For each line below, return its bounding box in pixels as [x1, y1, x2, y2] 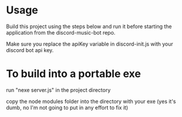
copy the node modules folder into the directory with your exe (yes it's [6, 98, 176, 105]
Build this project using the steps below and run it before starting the [6, 23, 172, 30]
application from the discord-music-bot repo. [6, 29, 116, 36]
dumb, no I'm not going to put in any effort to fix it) [6, 104, 129, 111]
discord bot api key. [6, 46, 54, 53]
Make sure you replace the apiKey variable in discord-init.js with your [6, 40, 173, 47]
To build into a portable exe [6, 67, 141, 81]
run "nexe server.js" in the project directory [6, 86, 111, 94]
